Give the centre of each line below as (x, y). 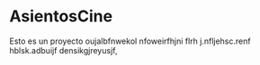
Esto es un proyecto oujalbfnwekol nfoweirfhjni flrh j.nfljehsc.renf (130, 41)
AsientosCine (61, 16)
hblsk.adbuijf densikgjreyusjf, (63, 50)
